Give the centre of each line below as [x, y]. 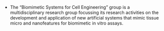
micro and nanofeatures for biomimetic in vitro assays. [67, 23]
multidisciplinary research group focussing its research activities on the [84, 12]
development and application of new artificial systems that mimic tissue [84, 18]
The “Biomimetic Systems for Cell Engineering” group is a [70, 7]
